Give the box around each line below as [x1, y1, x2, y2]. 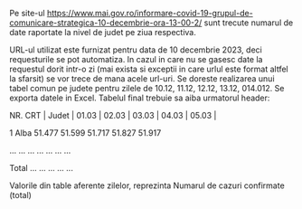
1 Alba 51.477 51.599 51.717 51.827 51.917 [9, 128, 162, 138]
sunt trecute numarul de [203, 17, 294, 28]
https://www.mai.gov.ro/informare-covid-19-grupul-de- [46, 8, 253, 18]
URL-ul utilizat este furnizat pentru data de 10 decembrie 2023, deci [9, 44, 262, 55]
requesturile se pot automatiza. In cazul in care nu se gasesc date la [9, 54, 263, 64]
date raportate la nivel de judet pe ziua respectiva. [9, 27, 197, 37]
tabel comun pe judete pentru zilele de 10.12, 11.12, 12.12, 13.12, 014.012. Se [9, 83, 285, 93]
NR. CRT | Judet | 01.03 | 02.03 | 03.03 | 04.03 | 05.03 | [9, 110, 217, 120]
